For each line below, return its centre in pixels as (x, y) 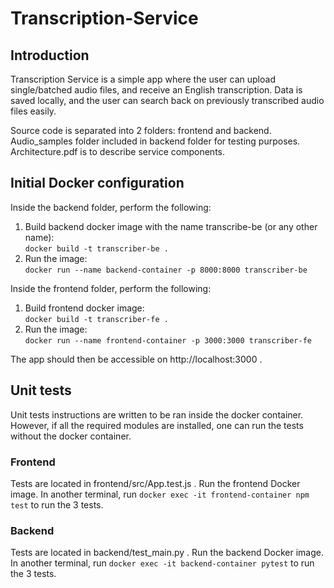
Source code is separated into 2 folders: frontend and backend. (141, 130)
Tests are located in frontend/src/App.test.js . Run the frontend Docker (155, 483)
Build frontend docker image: (84, 308)
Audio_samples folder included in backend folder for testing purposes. (155, 141)
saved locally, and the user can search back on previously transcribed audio (167, 100)
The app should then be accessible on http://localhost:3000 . (136, 359)
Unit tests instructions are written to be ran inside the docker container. (157, 414)
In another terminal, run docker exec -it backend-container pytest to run (162, 563)
